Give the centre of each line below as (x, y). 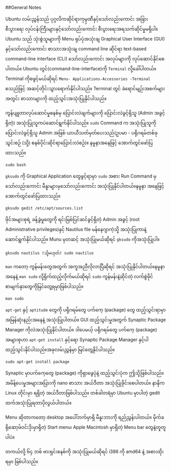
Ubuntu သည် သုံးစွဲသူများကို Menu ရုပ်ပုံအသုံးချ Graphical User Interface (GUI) (85, 39)
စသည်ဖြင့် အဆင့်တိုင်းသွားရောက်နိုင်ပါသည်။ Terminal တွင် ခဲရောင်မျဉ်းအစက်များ (85, 89)
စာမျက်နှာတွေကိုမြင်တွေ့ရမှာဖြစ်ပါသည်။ (44, 286)
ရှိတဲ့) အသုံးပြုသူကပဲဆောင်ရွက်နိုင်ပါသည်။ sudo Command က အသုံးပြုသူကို (81, 123)
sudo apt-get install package (38, 362)
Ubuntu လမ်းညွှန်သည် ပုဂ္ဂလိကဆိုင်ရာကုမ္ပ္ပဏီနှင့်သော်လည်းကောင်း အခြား (77, 19)
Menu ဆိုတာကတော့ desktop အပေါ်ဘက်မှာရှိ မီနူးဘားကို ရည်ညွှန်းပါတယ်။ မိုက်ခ (85, 417)
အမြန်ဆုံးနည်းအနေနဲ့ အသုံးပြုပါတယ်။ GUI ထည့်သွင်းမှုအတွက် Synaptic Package (86, 320)
